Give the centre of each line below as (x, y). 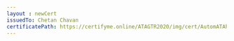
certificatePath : (32, 26)
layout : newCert (32, 14)
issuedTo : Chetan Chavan (43, 20)
